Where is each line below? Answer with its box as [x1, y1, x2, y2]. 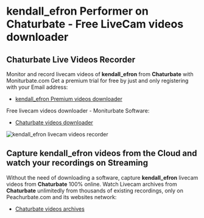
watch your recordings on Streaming [6, 158, 148, 168]
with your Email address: [6, 83, 68, 91]
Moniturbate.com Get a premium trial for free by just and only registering [6, 77, 189, 84]
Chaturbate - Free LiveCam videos [6, 17, 184, 31]
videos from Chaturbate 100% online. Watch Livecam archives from [6, 180, 178, 188]
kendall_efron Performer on [6, 4, 149, 18]
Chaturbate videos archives [15, 205, 85, 213]
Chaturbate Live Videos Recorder [6, 54, 136, 65]
